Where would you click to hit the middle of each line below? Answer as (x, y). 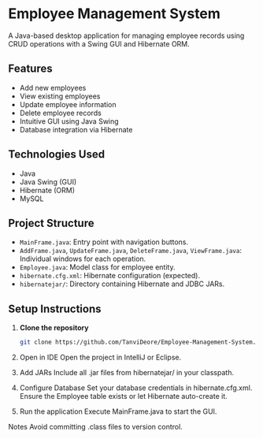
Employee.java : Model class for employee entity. (97, 267)
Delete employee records (61, 113)
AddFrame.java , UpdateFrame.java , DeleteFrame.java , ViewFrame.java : (131, 251)
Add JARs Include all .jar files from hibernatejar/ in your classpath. (127, 373)
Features (30, 69)
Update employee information (68, 104)
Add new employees (53, 87)
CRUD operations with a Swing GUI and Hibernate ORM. (99, 43)
